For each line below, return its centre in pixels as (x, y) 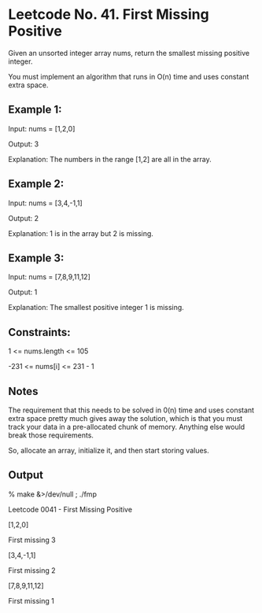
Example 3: (36, 258)
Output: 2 (24, 218)
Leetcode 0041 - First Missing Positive (70, 509)
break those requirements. (51, 435)
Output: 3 (24, 144)
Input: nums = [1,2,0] (42, 128)
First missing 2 (32, 570)
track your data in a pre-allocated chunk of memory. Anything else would (127, 427)
